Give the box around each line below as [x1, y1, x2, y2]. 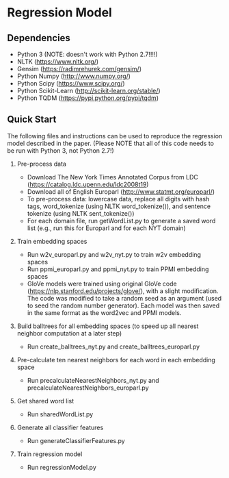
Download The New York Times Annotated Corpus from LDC [27, 173, 198, 181]
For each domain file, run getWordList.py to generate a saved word [27, 216, 216, 225]
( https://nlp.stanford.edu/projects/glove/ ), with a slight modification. [27, 286, 219, 295]
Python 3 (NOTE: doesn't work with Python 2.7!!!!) [16, 50, 159, 58]
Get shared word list [16, 397, 75, 405]
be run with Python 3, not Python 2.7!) [7, 146, 114, 155]
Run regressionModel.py [27, 463, 97, 471]
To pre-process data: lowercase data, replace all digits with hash [27, 194, 210, 203]
